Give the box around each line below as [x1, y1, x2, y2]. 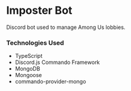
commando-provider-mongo [14, 78, 86, 85]
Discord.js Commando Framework [14, 58, 100, 66]
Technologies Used [6, 39, 65, 47]
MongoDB [14, 65, 40, 72]
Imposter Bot [6, 4, 72, 17]
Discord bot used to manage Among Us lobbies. [6, 24, 126, 31]
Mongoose [14, 72, 42, 79]
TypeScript [14, 52, 43, 60]
